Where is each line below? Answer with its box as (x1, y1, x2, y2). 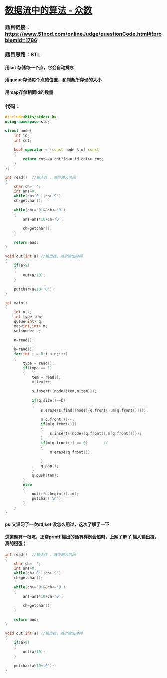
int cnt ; (14, 138, 32, 143)
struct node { (5, 128, 32, 133)
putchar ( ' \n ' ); (31, 496, 64, 501)
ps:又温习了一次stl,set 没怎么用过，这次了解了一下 (5, 521, 110, 527)
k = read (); (14, 347, 35, 352)
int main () (5, 300, 28, 305)
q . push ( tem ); (31, 473, 59, 478)
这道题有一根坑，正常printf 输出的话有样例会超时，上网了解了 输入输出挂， (5, 534, 159, 540)
